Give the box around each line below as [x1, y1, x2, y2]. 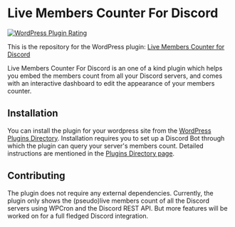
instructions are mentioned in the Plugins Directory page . [7, 148, 175, 158]
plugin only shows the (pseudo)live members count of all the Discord [7, 196, 210, 205]
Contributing [7, 170, 66, 182]
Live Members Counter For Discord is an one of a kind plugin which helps [7, 64, 223, 72]
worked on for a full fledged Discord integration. [7, 211, 149, 220]
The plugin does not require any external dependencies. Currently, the [7, 188, 214, 197]
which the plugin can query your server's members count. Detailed [7, 141, 204, 150]
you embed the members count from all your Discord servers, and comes [7, 71, 223, 80]
